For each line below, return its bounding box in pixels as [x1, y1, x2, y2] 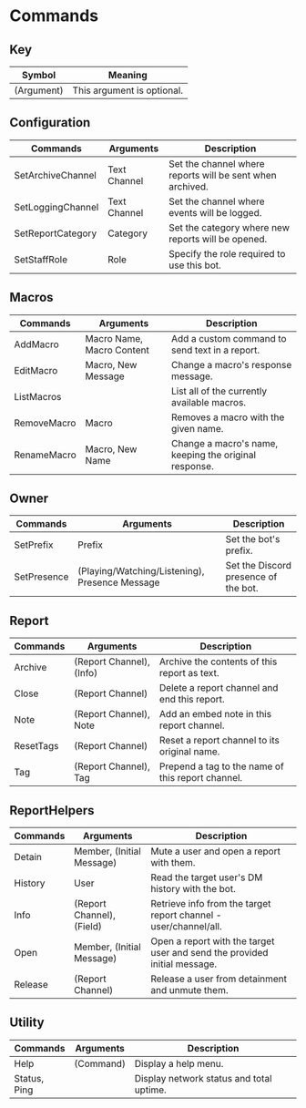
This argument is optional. [72, 84, 184, 97]
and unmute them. [149, 984, 229, 997]
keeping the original [171, 448, 257, 461]
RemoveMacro [14, 416, 76, 429]
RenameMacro [14, 448, 77, 461]
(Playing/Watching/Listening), [76, 565, 205, 578]
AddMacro [14, 338, 59, 351]
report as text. [158, 667, 219, 680]
